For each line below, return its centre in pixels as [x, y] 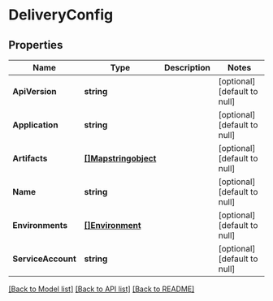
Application [35, 125]
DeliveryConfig [61, 15]
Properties [36, 45]
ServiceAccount [45, 259]
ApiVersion [35, 91]
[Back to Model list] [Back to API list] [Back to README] [102, 289]
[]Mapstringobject [120, 158]
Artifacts [30, 158]
